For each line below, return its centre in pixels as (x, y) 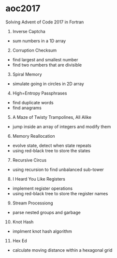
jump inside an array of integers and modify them (62, 127)
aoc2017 (23, 9)
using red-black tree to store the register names (60, 193)
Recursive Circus (29, 160)
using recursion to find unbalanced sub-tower (58, 169)
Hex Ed (20, 240)
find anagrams (27, 108)
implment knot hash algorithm (42, 231)
